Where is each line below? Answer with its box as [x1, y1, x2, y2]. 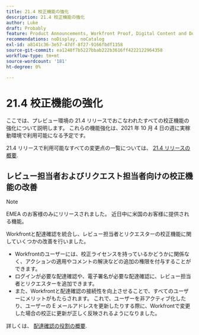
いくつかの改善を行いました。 [16, 238, 89, 245]
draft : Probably [6, 25, 46, 31]
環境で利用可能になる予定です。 [11, 132, 89, 139]
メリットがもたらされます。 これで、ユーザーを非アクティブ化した [25, 295, 187, 302]
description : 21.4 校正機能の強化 [6, 14, 85, 20]
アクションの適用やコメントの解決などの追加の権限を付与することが [25, 258, 191, 265]
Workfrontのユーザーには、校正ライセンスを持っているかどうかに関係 [14, 250, 185, 258]
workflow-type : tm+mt [6, 53, 60, 59]
